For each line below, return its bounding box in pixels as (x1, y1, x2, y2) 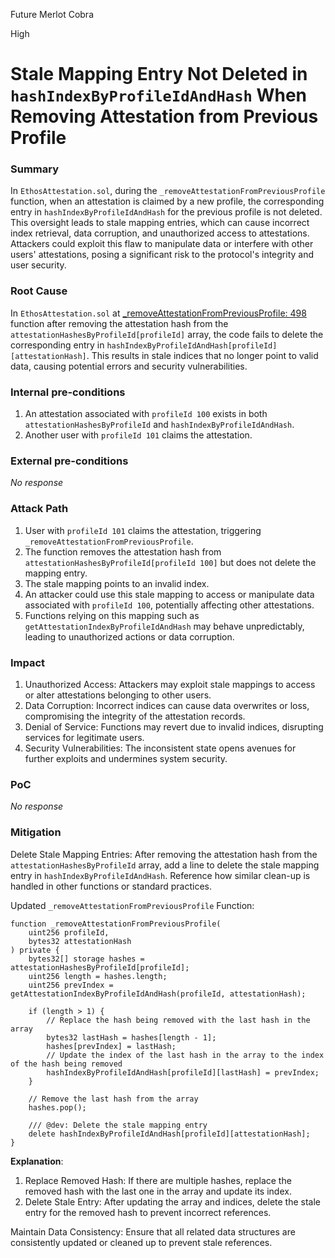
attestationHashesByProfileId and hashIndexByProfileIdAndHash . (24, 419, 295, 431)
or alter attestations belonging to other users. (24, 689, 212, 701)
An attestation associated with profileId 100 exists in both (24, 408, 268, 420)
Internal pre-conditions (10, 385, 126, 399)
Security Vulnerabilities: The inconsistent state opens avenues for (24, 742, 297, 754)
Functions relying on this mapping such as (24, 609, 200, 621)
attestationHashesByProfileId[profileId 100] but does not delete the (24, 556, 317, 568)
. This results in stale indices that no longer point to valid (86, 349, 319, 361)
